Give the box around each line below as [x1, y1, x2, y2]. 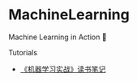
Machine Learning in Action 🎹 [8, 32, 107, 42]
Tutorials [8, 47, 38, 57]
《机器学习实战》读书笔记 [19, 64, 106, 74]
